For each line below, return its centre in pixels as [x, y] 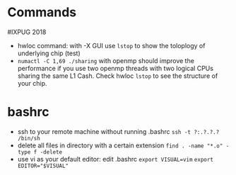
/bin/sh [29, 138]
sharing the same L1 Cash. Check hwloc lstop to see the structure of [118, 76]
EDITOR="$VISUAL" [43, 166]
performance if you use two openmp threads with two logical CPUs [116, 68]
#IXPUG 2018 [27, 32]
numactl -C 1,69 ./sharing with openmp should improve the [106, 60]
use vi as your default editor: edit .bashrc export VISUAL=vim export [116, 159]
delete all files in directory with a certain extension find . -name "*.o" [120, 145]
